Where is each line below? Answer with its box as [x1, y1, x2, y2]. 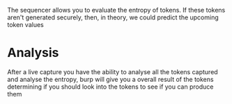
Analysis [7, 45, 59, 61]
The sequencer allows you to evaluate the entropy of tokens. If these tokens [7, 6, 226, 14]
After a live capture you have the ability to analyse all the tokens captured [7, 67, 218, 76]
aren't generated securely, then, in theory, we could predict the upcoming [7, 13, 219, 21]
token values [7, 21, 44, 28]
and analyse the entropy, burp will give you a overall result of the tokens [7, 75, 214, 83]
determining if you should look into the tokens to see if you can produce [7, 83, 214, 91]
